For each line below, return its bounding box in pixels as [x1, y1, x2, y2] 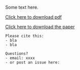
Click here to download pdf [5, 14, 62, 20]
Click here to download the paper [5, 24, 75, 30]
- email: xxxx [5, 55, 35, 60]
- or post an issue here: [5, 60, 60, 65]
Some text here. [5, 5, 39, 10]
